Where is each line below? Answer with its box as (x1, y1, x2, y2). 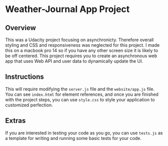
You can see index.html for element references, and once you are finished (5, 91, 159, 97)
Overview (5, 24, 36, 32)
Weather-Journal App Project (5, 4, 130, 15)
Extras (5, 116, 26, 125)
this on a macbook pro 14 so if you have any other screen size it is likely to (5, 48, 158, 53)
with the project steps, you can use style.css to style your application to (5, 96, 155, 102)
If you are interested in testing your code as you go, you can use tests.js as (5, 129, 163, 136)
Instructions (5, 73, 44, 81)
